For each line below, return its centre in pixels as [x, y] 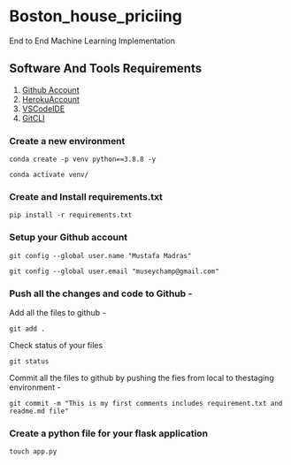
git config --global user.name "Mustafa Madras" [100, 255]
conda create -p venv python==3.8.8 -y [83, 160]
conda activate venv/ [49, 175]
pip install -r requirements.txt [71, 215]
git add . [27, 329]
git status [29, 361]
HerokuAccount [50, 99]
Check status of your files [56, 345]
